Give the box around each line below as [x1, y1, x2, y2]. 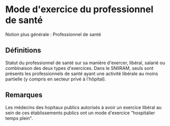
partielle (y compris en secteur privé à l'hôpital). [5, 75, 106, 82]
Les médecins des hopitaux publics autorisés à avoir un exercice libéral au [5, 104, 162, 110]
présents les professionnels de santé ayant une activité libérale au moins [5, 70, 158, 77]
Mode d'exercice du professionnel [5, 4, 154, 15]
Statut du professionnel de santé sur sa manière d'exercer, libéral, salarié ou [5, 60, 165, 66]
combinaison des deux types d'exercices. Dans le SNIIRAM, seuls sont [5, 65, 154, 71]
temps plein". [5, 115, 33, 121]
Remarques [5, 91, 43, 99]
